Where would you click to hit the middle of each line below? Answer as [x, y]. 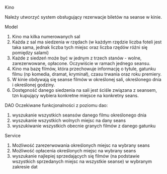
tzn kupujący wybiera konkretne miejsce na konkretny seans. [75, 96]
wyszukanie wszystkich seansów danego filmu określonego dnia [79, 115]
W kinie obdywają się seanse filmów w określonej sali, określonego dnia [87, 79]
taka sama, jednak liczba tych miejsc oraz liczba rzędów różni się [80, 47]
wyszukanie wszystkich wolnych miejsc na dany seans [69, 120]
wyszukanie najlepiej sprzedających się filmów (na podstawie [76, 156]
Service [13, 135]
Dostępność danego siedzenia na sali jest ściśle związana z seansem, [84, 90]
